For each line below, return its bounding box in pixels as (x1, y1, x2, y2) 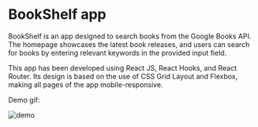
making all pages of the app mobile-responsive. (8, 80, 163, 89)
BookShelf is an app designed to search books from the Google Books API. (8, 31, 252, 41)
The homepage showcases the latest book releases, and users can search (8, 39, 250, 49)
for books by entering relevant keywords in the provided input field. (8, 48, 227, 57)
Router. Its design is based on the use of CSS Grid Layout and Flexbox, (8, 71, 238, 81)
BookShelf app (8, 5, 107, 24)
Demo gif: (8, 95, 41, 104)
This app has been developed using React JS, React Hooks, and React (8, 63, 237, 72)
